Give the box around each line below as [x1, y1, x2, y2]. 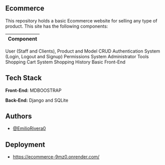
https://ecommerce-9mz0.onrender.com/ [12, 154, 100, 160]
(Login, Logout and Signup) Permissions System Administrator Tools [5, 53, 149, 59]
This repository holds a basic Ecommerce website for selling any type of [5, 17, 157, 23]
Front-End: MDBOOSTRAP [5, 87, 62, 93]
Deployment [5, 140, 45, 149]
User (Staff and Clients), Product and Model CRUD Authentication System [5, 48, 160, 54]
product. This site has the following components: [5, 23, 108, 29]
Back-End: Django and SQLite [5, 97, 68, 103]
